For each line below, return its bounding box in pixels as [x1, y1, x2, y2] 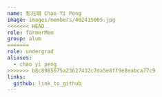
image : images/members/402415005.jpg [7, 16, 116, 23]
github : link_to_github [13, 80, 81, 87]
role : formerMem [7, 29, 54, 36]
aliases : [7, 55, 32, 61]
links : [7, 73, 26, 81]
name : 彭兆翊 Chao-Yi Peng [7, 10, 81, 17]
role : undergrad [7, 48, 54, 55]
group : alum [7, 36, 41, 42]
